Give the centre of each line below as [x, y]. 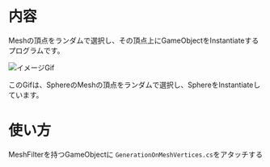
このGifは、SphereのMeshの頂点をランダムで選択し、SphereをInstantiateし [135, 85]
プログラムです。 [36, 50]
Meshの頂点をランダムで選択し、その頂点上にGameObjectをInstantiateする [134, 40]
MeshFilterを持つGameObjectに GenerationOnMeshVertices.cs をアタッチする [135, 154]
